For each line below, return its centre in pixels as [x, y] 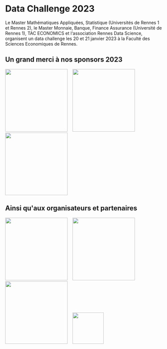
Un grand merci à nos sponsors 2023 [64, 60]
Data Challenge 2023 [50, 9]
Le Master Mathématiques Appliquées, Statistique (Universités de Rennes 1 [82, 23]
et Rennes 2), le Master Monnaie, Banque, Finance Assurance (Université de [83, 28]
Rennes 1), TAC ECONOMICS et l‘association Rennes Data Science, [74, 33]
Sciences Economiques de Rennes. [41, 44]
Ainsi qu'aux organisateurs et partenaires [71, 208]
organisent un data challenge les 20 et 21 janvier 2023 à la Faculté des [78, 39]
